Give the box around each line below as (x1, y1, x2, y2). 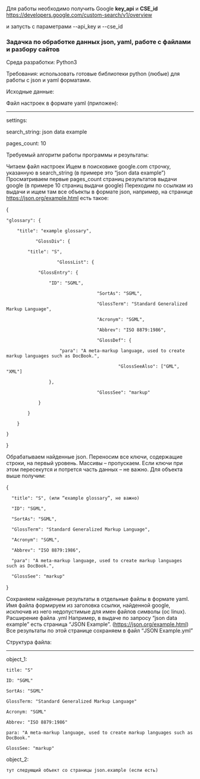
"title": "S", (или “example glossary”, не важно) (11, 496, 140, 501)
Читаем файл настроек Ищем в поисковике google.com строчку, (6, 163, 171, 170)
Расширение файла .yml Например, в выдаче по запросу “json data (6, 615, 177, 622)
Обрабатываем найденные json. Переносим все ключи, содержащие (6, 453, 183, 460)
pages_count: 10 (6, 140, 46, 147)
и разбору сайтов (6, 45, 60, 53)
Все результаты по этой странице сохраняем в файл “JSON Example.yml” (6, 627, 193, 634)
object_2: (6, 756, 29, 763)
